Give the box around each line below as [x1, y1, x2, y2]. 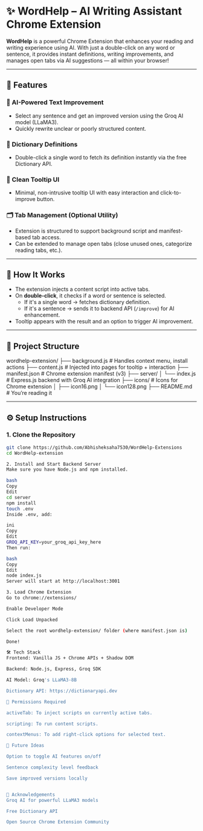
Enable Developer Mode [6, 606, 63, 612]
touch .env [6, 506, 34, 512]
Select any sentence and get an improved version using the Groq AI [14, 112, 184, 119]
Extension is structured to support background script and [14, 227, 158, 234]
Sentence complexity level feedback [6, 764, 98, 770]
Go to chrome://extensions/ [6, 595, 77, 601]
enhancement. [24, 311, 60, 319]
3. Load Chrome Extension [6, 589, 71, 595]
